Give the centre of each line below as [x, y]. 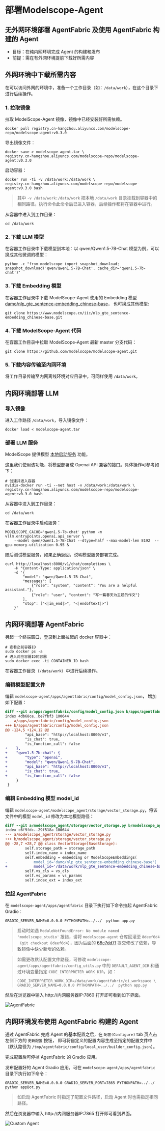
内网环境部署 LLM [32, 393]
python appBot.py [23, 1087]
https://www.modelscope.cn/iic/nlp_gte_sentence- [79, 313]
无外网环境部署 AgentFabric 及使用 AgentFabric [78, 30]
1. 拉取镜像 [18, 108]
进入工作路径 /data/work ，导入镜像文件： [47, 420]
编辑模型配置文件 [25, 685]
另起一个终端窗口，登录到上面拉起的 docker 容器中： [58, 637]
